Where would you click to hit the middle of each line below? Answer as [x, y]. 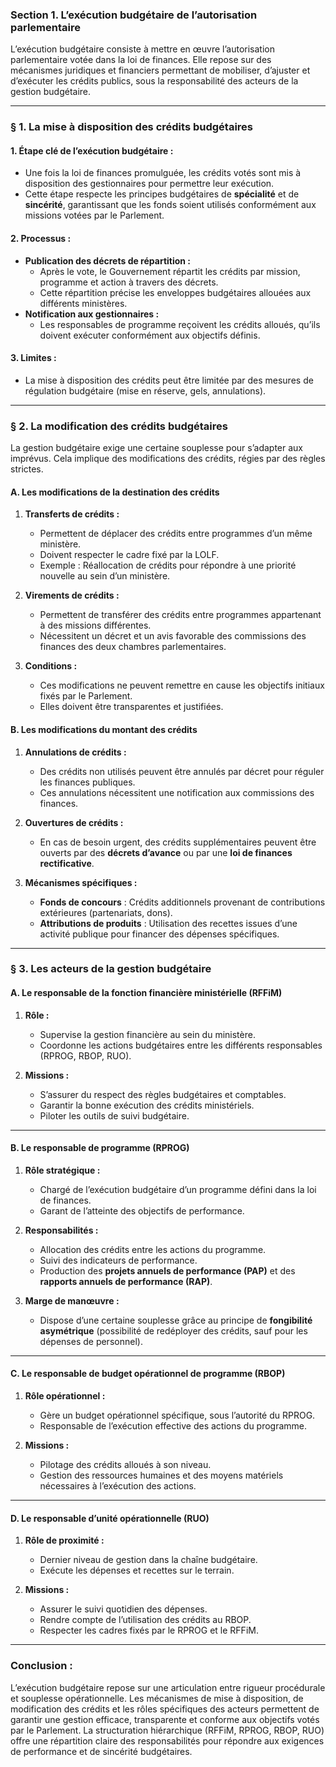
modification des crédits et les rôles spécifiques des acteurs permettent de [165, 1709]
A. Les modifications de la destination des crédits [115, 492]
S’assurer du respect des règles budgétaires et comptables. [163, 1094]
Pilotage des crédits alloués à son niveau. [125, 1465]
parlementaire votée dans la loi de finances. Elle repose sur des [141, 60]
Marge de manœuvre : [72, 1300]
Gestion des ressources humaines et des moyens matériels [161, 1475]
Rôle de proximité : [64, 1540]
